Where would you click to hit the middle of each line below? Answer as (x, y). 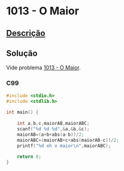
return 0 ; (29, 157)
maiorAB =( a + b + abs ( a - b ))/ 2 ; (51, 135)
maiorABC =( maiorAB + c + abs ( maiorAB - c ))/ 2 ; (68, 140)
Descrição (26, 33)
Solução (22, 53)
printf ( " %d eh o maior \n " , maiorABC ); (64, 146)
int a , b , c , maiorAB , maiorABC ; (53, 124)
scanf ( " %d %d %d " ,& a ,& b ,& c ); (53, 129)
